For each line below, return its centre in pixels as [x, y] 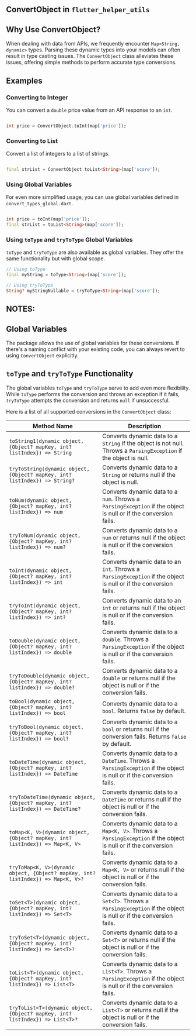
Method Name [52, 426]
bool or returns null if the [136, 729]
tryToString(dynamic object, [49, 469]
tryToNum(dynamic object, [45, 535]
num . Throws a [121, 498]
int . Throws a [121, 569]
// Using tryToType [30, 285]
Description [145, 426]
